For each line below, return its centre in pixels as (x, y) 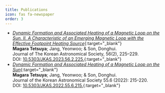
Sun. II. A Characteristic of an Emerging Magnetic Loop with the (78, 38)
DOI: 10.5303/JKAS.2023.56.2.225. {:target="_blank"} (67, 59)
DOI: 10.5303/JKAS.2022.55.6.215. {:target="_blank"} (66, 86)
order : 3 (14, 19)
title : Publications (27, 10)
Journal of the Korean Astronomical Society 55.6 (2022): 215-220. (80, 80)
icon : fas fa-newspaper (30, 14)
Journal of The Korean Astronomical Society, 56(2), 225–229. (76, 54)
